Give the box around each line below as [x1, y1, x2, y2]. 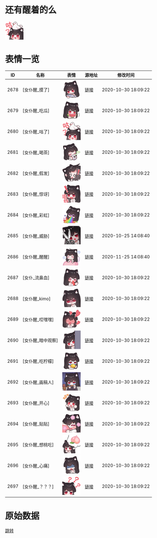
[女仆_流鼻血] [22, 275, 50, 281]
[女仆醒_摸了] [22, 87, 50, 93]
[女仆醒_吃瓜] [22, 108, 50, 114]
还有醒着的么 [5, 4, 57, 16]
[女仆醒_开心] [22, 400, 50, 406]
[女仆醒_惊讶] [22, 191, 50, 197]
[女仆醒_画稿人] [22, 379, 54, 385]
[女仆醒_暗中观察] [22, 337, 58, 343]
